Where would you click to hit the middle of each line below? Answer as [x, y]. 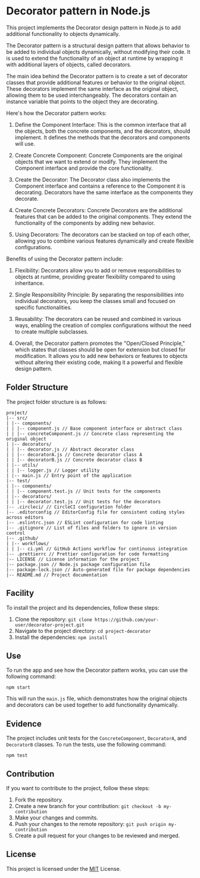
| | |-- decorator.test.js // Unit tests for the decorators [84, 501]
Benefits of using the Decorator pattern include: [65, 259]
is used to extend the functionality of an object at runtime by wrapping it [95, 58]
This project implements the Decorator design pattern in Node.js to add [93, 27]
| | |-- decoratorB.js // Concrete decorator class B [74, 460]
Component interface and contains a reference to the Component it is [100, 186]
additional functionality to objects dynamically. [63, 33]
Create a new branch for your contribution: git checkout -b [88, 806]
